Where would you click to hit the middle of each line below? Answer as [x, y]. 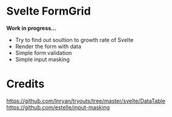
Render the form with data [48, 46]
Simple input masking [42, 59]
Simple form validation [43, 52]
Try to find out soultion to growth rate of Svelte [74, 40]
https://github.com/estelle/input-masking [58, 107]
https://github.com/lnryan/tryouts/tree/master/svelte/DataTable [86, 101]
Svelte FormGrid [49, 11]
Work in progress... [32, 28]
